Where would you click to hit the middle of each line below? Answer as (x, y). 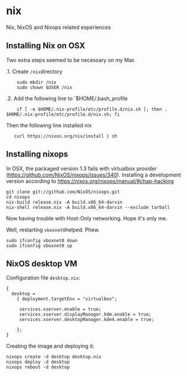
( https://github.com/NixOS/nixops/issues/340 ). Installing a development (93, 175)
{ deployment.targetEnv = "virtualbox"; (67, 299)
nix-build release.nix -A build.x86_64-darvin (64, 202)
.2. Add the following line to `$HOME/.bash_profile (67, 98)
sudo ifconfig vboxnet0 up (39, 246)
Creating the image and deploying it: (50, 346)
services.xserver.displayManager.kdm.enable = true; (85, 315)
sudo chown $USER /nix (45, 87)
